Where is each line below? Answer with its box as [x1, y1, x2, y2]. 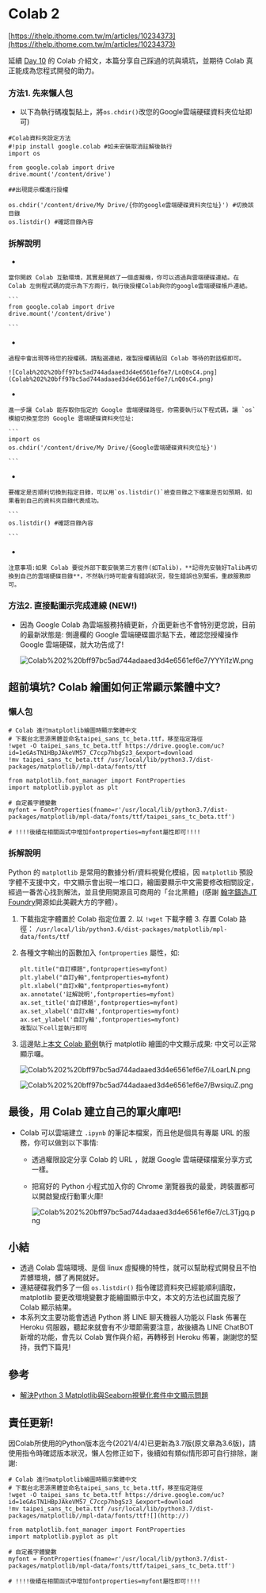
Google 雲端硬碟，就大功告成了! [19, 640, 124, 649]
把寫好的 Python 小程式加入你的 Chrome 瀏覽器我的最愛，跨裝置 [31, 1181, 241, 1191]
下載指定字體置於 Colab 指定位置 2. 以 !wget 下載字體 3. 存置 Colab [19, 914, 237, 923]
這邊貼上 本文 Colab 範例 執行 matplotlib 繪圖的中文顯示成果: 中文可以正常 [19, 1039, 256, 1049]
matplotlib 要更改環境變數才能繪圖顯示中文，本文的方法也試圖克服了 [19, 1293, 241, 1302]
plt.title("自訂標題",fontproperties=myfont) [19, 965, 168, 973]
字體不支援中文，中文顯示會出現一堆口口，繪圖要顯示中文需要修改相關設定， [8, 877, 258, 887]
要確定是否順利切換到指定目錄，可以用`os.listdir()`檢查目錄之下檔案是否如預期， [8, 488, 247, 496]
